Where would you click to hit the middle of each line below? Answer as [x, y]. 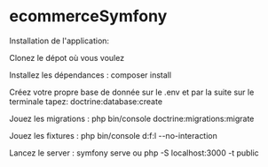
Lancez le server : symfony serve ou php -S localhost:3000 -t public [134, 153]
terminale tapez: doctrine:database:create [86, 101]
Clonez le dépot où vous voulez [67, 57]
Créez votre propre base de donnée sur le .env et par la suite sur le [132, 92]
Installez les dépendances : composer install [90, 75]
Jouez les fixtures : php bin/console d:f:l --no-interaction [113, 135]
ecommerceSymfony [88, 16]
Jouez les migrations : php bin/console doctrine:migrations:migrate [132, 118]
